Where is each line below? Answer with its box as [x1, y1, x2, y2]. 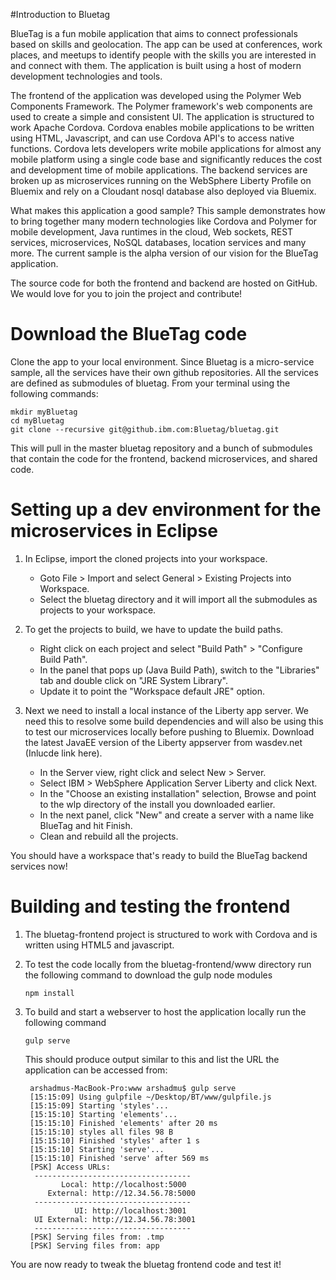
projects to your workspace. [39, 604, 157, 616]
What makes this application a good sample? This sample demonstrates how [10, 205, 326, 216]
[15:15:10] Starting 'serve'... [29, 1144, 165, 1154]
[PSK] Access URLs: [29, 1162, 111, 1172]
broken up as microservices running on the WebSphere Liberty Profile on [10, 175, 312, 186]
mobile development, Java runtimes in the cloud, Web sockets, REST [10, 226, 294, 238]
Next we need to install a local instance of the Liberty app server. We [24, 704, 309, 716]
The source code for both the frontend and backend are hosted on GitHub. [10, 277, 318, 289]
